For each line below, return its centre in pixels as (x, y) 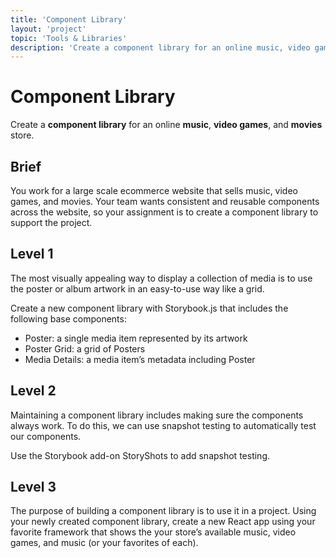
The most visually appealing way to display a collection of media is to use (161, 278)
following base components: (68, 318)
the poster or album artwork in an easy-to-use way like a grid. (137, 288)
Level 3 (33, 487)
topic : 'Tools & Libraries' (69, 38)
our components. (46, 436)
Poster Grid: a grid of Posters (85, 348)
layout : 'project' (48, 29)
